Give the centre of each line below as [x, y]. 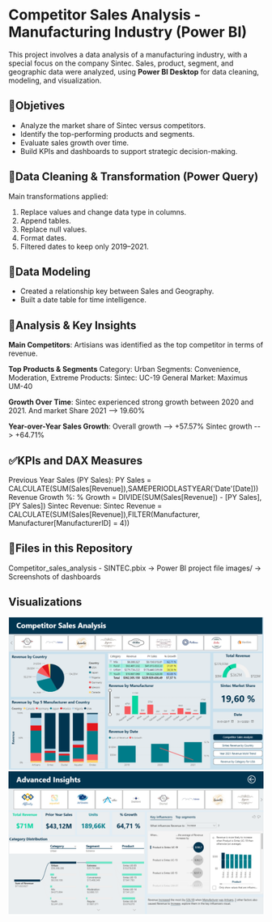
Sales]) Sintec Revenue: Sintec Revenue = [92, 506]
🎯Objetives [37, 106]
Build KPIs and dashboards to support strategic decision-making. [129, 151]
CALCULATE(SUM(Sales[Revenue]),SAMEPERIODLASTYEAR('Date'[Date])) [134, 489]
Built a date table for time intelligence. [83, 300]
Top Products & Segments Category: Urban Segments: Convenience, [125, 369]
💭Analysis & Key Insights [72, 325]
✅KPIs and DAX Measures [76, 461]
